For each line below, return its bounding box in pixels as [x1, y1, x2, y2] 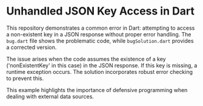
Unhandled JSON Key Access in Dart [6, 4, 195, 18]
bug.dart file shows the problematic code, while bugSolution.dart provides [6, 37, 194, 44]
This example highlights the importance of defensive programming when [6, 86, 188, 93]
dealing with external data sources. [6, 93, 94, 100]
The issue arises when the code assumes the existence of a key [6, 55, 166, 62]
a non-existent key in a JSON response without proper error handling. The [6, 30, 191, 38]
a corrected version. [6, 44, 57, 51]
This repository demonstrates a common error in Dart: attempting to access [6, 24, 195, 31]
